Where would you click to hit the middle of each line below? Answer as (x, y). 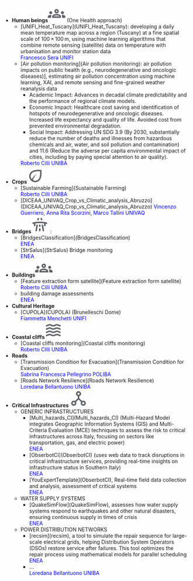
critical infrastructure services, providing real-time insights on (104, 461)
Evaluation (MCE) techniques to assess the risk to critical (117, 430)
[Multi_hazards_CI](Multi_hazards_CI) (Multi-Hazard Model (100, 418)
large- (180, 536)
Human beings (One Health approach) (67, 20)
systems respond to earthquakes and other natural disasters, (103, 511)
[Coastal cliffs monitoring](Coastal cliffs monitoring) (83, 343)
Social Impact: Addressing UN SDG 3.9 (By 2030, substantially (104, 132)
